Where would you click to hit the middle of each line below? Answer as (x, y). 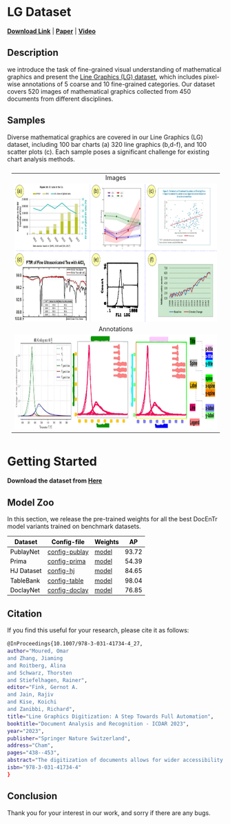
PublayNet (25, 552)
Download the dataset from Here (55, 481)
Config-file (68, 541)
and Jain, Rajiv (30, 695)
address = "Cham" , (30, 745)
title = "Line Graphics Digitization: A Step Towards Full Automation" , (111, 716)
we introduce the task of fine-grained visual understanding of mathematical (114, 69)
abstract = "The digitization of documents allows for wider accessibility (115, 760)
